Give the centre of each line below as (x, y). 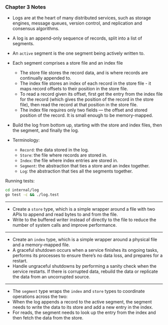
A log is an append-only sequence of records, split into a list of (77, 38)
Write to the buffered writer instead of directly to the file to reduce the (84, 220)
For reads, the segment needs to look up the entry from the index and (84, 312)
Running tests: (20, 181)
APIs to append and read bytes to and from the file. (65, 215)
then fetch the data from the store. (48, 318)
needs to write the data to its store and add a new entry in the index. (83, 307)
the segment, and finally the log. (45, 130)
